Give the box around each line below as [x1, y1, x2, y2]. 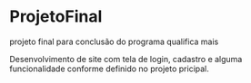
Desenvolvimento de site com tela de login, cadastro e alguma [9, 53, 243, 64]
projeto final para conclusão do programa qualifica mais [9, 36, 219, 47]
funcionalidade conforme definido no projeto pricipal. [9, 63, 209, 74]
